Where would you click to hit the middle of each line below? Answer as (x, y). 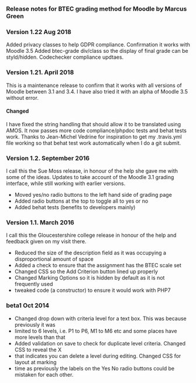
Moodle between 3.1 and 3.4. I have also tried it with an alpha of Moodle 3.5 (97, 91)
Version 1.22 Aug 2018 (39, 32)
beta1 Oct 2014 (28, 305)
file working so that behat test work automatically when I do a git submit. (94, 143)
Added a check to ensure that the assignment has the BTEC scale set (98, 266)
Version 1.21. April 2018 (40, 72)
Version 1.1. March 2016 (40, 222)
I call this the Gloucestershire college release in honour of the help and (91, 235)
